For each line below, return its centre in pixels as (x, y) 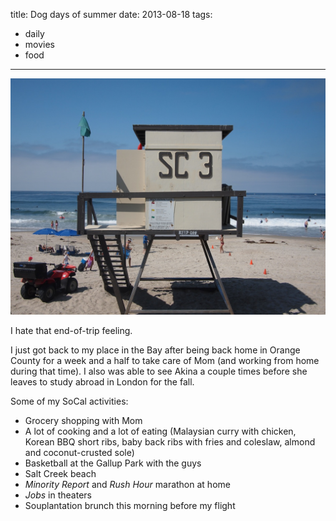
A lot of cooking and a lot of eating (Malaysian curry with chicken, (160, 431)
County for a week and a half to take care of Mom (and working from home (165, 360)
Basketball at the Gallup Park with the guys (113, 463)
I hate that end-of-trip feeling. (71, 330)
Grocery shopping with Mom (83, 420)
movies (39, 44)
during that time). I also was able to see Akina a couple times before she (159, 371)
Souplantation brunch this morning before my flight (130, 505)
